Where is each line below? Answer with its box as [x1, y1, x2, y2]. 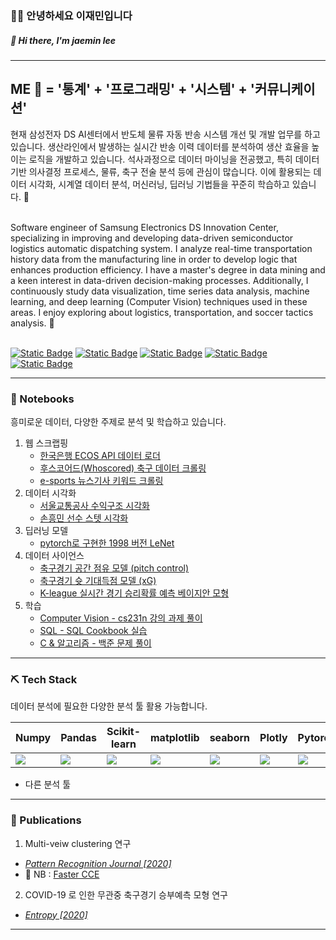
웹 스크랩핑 [24, 437, 69, 449]
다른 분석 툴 [24, 778, 72, 791]
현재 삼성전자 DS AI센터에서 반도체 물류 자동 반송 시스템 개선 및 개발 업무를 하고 [10, 128, 321, 140]
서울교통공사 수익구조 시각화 [39, 500, 150, 511]
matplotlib [149, 731, 200, 745]
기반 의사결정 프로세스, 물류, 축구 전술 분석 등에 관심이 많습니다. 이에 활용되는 [10, 165, 312, 177]
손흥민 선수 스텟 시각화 [39, 512, 129, 524]
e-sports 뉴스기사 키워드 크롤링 [39, 475, 164, 486]
